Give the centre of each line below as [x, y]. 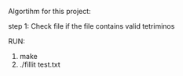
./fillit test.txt [40, 64]
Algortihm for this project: [50, 11]
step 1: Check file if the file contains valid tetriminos [91, 26]
